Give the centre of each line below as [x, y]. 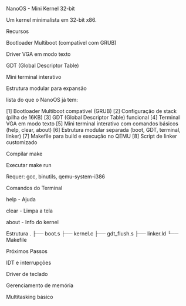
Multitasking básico [30, 297]
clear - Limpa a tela [29, 211]
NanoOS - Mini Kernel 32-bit [40, 9]
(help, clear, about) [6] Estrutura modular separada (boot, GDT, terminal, [93, 130]
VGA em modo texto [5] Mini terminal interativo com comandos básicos [92, 124]
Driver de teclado [27, 274]
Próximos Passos [27, 251]
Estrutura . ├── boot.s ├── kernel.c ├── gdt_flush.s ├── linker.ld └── [92, 234]
